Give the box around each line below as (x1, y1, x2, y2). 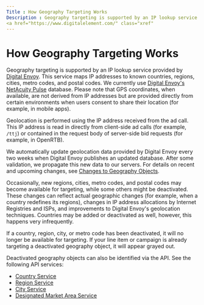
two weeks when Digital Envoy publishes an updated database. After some (6, 154, 194, 162)
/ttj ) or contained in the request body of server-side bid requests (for (6, 130, 183, 137)
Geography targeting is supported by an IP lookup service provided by (6, 66, 183, 74)
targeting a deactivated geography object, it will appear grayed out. (6, 242, 175, 250)
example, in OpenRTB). (6, 136, 65, 143)
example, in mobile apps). (6, 105, 71, 112)
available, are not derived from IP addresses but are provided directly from (6, 92, 194, 100)
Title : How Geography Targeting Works (6, 9, 108, 15)
